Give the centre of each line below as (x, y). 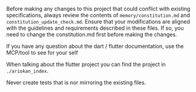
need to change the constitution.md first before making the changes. (92, 34)
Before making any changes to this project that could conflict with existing (98, 9)
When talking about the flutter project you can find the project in (86, 64)
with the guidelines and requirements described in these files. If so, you (95, 28)
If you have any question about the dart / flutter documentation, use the (95, 46)
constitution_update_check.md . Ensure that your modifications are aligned (98, 21)
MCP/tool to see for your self (42, 53)
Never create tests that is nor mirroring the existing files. (76, 82)
